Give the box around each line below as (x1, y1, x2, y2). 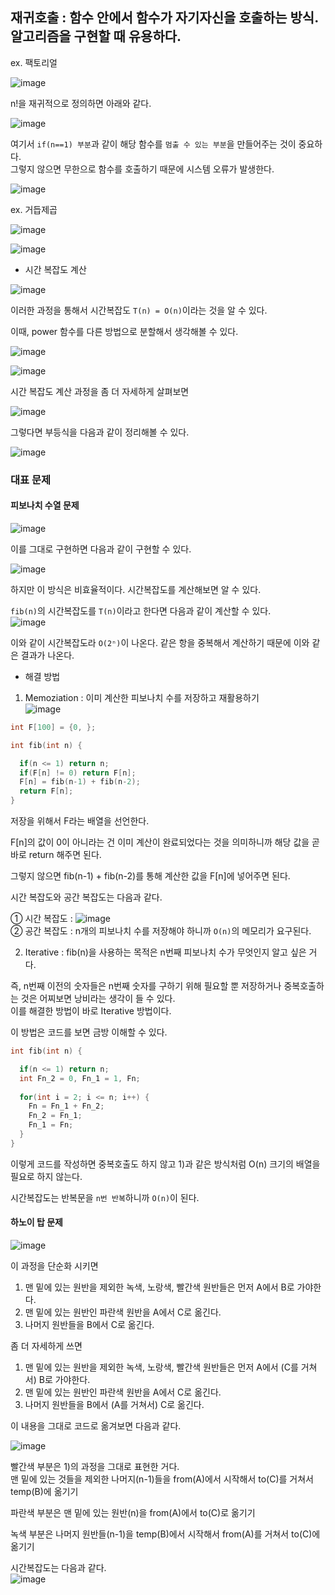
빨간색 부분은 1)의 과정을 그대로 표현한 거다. (10, 1461, 180, 1473)
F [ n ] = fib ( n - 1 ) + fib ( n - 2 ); (19, 777, 141, 787)
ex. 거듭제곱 (10, 203, 58, 215)
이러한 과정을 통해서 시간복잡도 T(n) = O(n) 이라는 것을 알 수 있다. (10, 304, 268, 316)
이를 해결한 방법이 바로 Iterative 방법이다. (10, 1005, 172, 1017)
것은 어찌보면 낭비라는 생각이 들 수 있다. (20, 993, 176, 1005)
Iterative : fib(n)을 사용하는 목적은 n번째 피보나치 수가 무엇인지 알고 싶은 (24, 946, 307, 958)
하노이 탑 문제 (10, 1216, 63, 1228)
